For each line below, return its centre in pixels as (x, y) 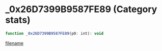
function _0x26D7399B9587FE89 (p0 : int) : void (54, 33)
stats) (18, 20)
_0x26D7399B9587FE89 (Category (81, 9)
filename (15, 43)
